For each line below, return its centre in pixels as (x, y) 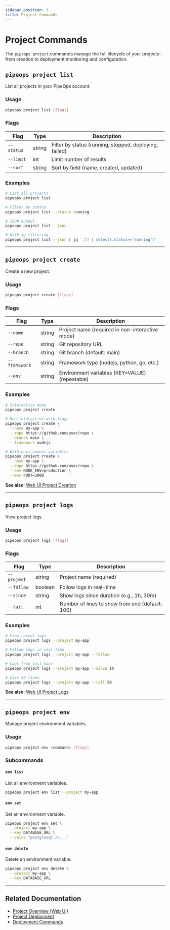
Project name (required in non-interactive (109, 330)
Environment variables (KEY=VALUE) (102, 373)
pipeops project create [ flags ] (39, 295)
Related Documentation (43, 899)
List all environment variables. (36, 783)
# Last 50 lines (22, 677)
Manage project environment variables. (46, 724)
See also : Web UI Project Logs (37, 692)
